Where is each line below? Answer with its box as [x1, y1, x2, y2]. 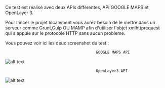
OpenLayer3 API [96, 68, 128, 73]
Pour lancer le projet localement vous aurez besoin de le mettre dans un [5, 20, 155, 25]
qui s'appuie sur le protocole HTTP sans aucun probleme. [5, 30, 126, 36]
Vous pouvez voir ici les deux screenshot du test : [5, 40, 109, 46]
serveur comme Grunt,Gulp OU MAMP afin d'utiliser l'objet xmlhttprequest [5, 25, 160, 31]
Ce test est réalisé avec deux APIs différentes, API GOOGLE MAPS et [5, 5, 149, 10]
